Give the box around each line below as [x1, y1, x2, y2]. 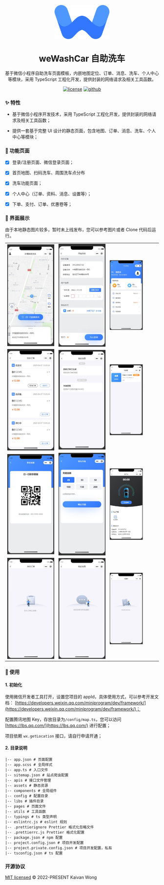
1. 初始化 [5, 682, 22, 688]
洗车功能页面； [12, 180, 42, 186]
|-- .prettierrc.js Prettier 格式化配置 [5, 830, 84, 835]
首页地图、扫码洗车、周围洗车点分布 [12, 170, 85, 176]
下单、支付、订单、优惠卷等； [12, 201, 72, 207]
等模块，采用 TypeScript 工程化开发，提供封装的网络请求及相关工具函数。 [8, 76, 156, 82]
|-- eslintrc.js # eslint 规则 [5, 819, 67, 824]
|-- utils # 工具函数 [5, 809, 46, 814]
